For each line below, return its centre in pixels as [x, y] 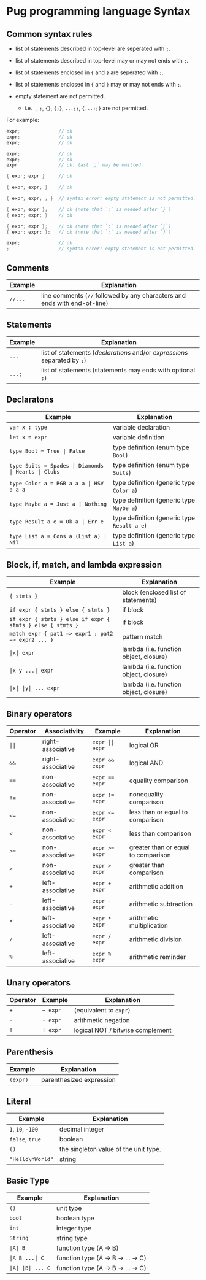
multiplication [149, 926]
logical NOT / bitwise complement [123, 1030]
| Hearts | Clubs [35, 472]
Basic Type [28, 1181]
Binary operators [39, 714]
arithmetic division [156, 939]
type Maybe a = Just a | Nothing [58, 504]
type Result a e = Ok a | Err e [57, 522]
